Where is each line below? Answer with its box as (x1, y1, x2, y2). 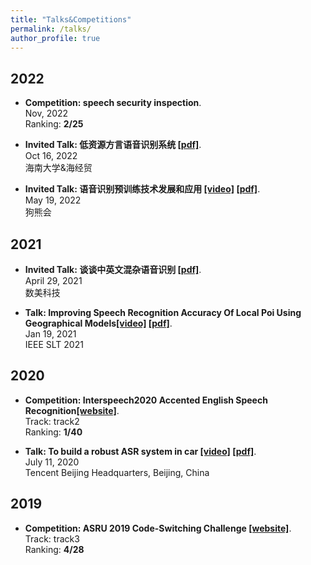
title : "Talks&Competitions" (10, 14, 132, 25)
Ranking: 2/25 (24, 118, 84, 130)
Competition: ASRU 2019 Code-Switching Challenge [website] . (24, 522, 292, 534)
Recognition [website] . (24, 404, 120, 416)
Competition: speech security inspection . (24, 97, 202, 109)
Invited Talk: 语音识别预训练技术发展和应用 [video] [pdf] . (24, 183, 261, 195)
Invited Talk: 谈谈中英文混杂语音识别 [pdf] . (24, 264, 202, 275)
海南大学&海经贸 (24, 162, 93, 174)
